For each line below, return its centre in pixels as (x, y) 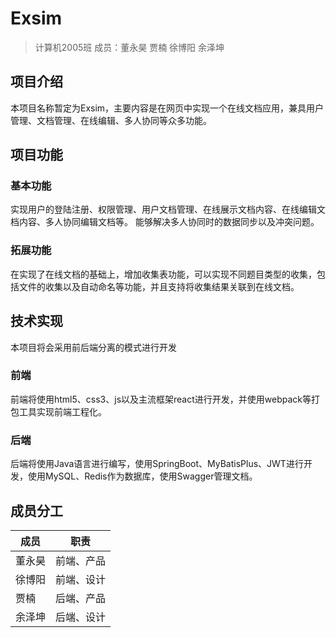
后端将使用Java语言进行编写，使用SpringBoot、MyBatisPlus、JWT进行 (157, 464)
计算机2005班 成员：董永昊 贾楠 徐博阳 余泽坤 (129, 47)
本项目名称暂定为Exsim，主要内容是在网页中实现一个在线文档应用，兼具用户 (167, 108)
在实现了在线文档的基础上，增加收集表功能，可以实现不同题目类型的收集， (163, 274)
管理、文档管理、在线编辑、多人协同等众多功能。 (111, 120)
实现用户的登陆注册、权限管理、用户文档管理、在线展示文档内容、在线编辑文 (168, 209)
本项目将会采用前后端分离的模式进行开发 (93, 347)
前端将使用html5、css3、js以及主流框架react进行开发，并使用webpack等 (161, 399)
